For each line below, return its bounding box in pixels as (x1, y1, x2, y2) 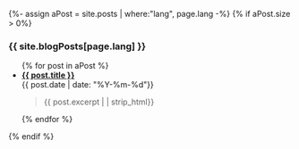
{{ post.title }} (21, 70, 75, 80)
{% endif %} (8, 131, 55, 142)
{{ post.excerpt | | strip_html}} (43, 96, 155, 107)
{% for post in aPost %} (21, 61, 109, 71)
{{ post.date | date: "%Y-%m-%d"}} (21, 79, 154, 90)
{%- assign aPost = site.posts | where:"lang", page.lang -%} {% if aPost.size (8, 9, 291, 19)
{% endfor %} (21, 114, 73, 125)
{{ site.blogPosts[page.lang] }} (8, 40, 147, 53)
